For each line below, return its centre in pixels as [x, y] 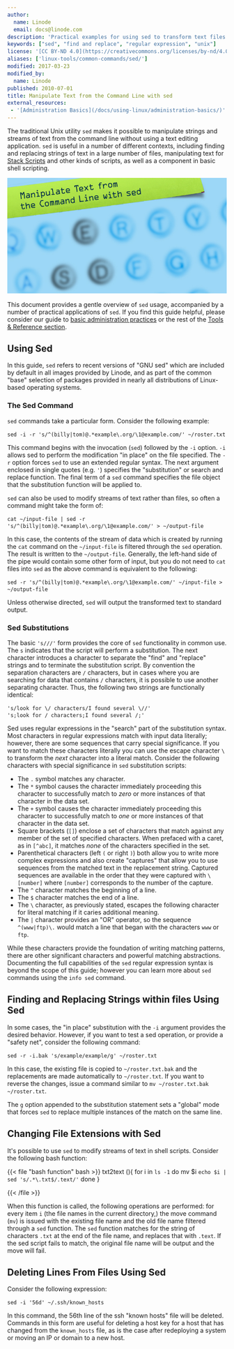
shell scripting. [29, 168]
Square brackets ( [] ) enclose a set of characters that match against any [120, 831]
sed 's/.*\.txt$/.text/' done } [53, 1179]
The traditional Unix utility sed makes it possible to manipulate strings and [112, 131]
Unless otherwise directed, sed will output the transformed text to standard [114, 602]
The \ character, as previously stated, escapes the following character [118, 905]
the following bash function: [47, 1158]
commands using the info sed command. [67, 977]
